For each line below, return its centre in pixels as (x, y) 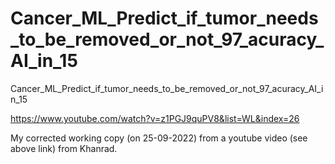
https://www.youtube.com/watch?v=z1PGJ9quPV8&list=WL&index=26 (155, 118)
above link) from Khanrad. (64, 148)
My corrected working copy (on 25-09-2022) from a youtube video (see (159, 138)
